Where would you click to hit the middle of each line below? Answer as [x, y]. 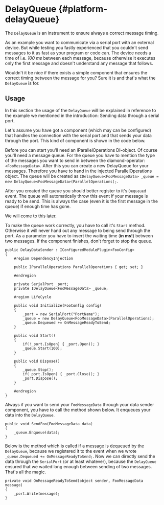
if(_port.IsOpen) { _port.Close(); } [61, 374]
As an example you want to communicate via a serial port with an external [80, 42]
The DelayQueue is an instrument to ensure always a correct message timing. [82, 33]
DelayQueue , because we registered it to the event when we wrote [71, 451]
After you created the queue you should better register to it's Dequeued [76, 191]
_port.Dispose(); [40, 378]
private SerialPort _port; [41, 284]
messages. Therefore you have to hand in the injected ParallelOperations [79, 171]
